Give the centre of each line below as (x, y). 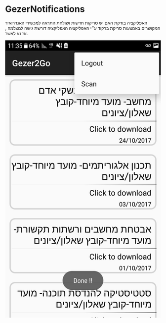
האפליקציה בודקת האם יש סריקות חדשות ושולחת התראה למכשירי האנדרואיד (76, 23)
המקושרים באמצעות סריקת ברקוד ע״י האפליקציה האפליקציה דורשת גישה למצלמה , (83, 28)
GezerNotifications (45, 9)
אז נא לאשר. (17, 33)
